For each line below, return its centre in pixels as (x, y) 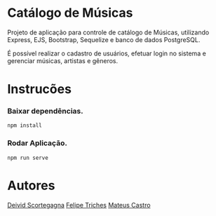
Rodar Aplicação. (38, 143)
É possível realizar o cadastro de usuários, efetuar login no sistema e (107, 53)
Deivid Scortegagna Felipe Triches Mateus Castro (79, 205)
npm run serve (28, 158)
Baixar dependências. (45, 112)
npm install (25, 126)
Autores (31, 185)
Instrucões (40, 89)
